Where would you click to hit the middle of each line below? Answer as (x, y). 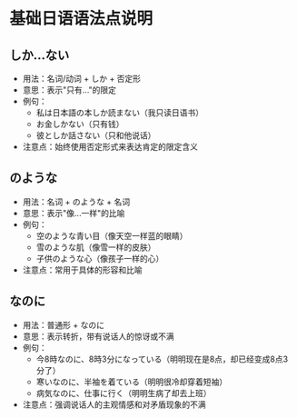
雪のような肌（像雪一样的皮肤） (96, 247)
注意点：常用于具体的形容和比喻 (82, 270)
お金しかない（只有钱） (80, 124)
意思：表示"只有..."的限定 (69, 90)
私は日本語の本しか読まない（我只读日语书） (120, 113)
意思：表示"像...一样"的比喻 (74, 213)
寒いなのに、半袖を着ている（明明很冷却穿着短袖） (132, 382)
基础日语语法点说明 (81, 19)
